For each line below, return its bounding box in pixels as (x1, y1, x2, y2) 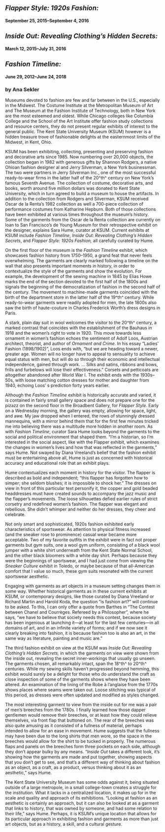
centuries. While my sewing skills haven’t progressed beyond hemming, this (5, 666, 159, 672)
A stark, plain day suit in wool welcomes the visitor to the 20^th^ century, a (5, 320, 157, 326)
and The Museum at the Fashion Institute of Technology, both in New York (5, 108, 156, 114)
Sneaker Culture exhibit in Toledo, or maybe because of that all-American (5, 563, 154, 569)
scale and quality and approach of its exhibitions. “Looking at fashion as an (5, 795, 158, 801)
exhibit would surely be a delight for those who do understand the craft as (5, 671, 155, 677)
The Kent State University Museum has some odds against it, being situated (5, 779, 159, 785)
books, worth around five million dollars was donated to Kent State (5, 185, 140, 191)
